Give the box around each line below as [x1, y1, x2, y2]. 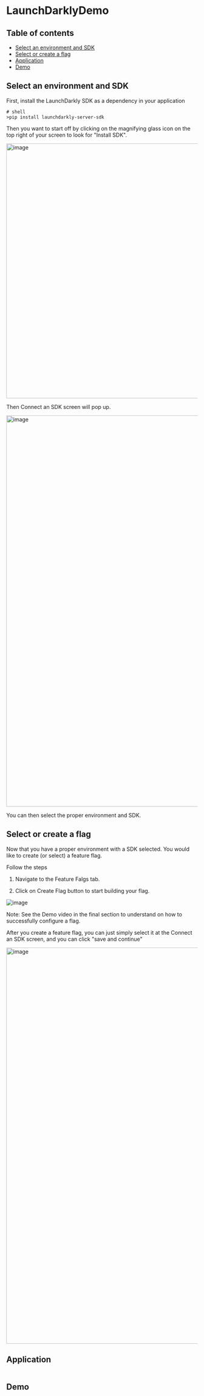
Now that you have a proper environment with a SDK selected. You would [6, 845, 190, 853]
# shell [6, 109, 26, 115]
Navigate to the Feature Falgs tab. [15, 875, 100, 882]
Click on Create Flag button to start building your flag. [15, 887, 150, 894]
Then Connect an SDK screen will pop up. [6, 403, 111, 410]
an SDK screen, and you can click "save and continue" [6, 935, 143, 943]
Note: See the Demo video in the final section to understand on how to [6, 910, 182, 918]
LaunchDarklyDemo [6, 4, 109, 18]
